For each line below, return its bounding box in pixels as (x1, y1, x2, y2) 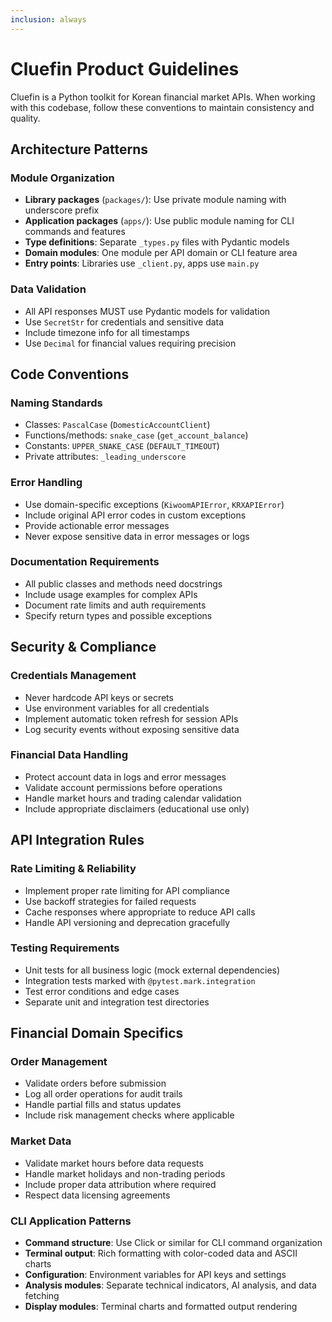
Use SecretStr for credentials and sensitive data (24, 316, 225, 328)
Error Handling (10, 476, 83, 490)
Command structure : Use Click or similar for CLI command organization (24, 1237, 323, 1249)
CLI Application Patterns (10, 1214, 132, 1228)
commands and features (24, 226, 126, 238)
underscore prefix (24, 204, 100, 216)
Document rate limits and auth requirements (24, 599, 207, 611)
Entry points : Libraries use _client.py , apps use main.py (24, 257, 260, 270)
